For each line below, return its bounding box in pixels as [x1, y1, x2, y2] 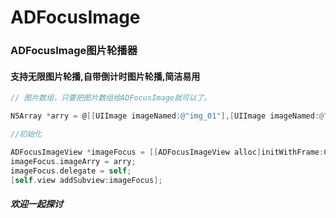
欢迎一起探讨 [10, 198, 63, 210]
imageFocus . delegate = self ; [10, 166, 132, 176]
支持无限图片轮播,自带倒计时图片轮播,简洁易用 [10, 70, 201, 82]
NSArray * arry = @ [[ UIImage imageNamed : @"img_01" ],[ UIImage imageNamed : [10, 111, 320, 121]
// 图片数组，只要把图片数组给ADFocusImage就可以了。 [10, 93, 212, 103]
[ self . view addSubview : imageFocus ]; [10, 175, 163, 185]
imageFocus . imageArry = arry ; [10, 156, 137, 166]
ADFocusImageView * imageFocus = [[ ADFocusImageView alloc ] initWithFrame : [10, 147, 325, 157]
